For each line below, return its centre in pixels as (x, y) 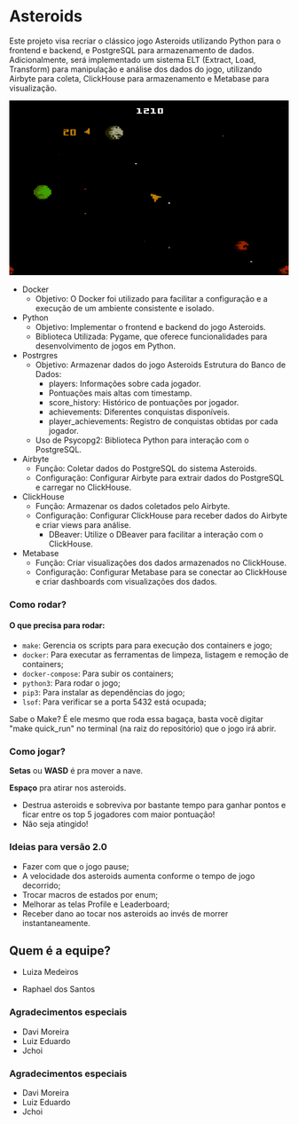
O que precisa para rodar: (57, 625)
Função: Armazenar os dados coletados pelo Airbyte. (133, 506)
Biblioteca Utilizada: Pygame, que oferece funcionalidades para (151, 336)
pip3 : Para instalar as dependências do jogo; (103, 693)
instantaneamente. (56, 923)
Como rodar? (38, 604)
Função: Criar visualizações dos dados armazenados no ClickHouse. (161, 562)
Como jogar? (38, 751)
